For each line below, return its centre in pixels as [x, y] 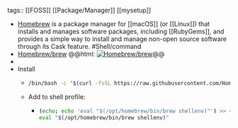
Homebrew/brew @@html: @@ [91, 54]
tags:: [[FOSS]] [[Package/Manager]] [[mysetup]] [79, 10]
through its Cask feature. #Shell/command [79, 46]
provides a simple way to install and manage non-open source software [122, 39]
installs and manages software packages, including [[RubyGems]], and [121, 31]
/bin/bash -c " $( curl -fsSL [69, 83]
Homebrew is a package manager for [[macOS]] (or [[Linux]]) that [114, 24]
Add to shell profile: [57, 97]
